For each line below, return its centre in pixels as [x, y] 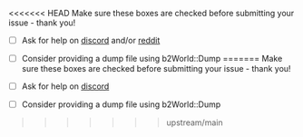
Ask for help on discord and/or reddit [91, 40]
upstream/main [195, 122]
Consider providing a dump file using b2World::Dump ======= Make [152, 59]
